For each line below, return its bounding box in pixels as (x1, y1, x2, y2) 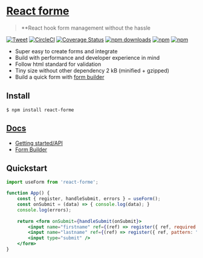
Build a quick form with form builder (14, 73, 105, 80)
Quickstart (6, 163, 48, 173)
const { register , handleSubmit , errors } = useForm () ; (17, 196, 161, 202)
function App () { (6, 190, 50, 196)
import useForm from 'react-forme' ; (6, 179, 98, 185)
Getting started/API (14, 139, 63, 146)
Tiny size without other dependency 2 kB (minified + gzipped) (14, 66, 170, 74)
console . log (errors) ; (17, 207, 71, 213)
